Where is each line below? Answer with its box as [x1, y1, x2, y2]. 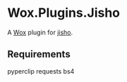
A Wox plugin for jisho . [7, 28, 73, 36]
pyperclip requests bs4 [7, 67, 75, 75]
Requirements [7, 48, 71, 60]
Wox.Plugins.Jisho [7, 5, 121, 21]
